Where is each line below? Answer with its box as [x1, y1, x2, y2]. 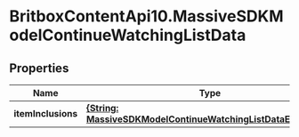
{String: [85, 102, 119, 114]
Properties [9, 60, 69, 76]
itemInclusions [13, 108, 78, 119]
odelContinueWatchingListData [9, 25, 246, 45]
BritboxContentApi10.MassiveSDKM [9, 6, 284, 27]
